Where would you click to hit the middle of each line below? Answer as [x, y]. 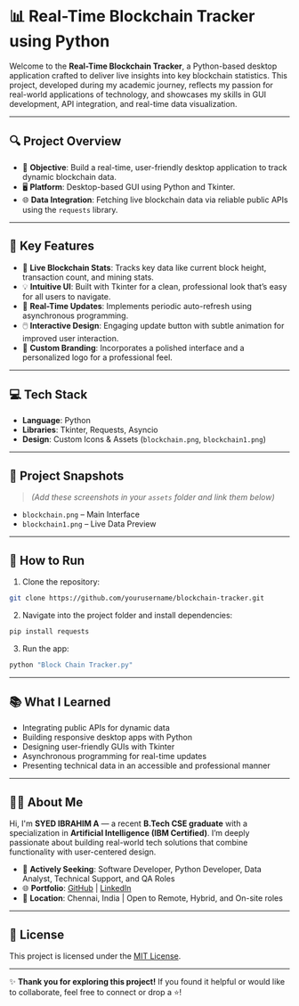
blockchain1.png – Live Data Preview [89, 524]
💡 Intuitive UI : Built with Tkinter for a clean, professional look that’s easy [154, 286]
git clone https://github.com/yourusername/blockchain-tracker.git [137, 598]
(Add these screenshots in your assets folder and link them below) [153, 497]
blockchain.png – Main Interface [81, 515]
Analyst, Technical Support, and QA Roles [98, 879]
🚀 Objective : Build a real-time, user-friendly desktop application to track [154, 167]
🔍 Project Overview [65, 141]
